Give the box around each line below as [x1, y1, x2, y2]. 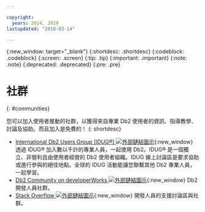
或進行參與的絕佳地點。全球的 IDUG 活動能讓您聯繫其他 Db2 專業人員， [15, 161, 196, 168]
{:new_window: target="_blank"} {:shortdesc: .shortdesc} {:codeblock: [6, 48, 185, 55]
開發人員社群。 [15, 184, 53, 192]
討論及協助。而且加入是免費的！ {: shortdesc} [6, 125, 121, 132]
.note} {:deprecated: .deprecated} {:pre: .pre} [6, 61, 121, 68]
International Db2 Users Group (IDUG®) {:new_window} [15, 138, 193, 146]
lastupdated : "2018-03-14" [6, 26, 75, 32]
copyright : [6, 14, 34, 20]
